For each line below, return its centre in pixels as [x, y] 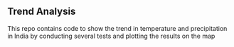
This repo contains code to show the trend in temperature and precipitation [117, 28]
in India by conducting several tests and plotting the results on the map [111, 36]
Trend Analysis [42, 12]
